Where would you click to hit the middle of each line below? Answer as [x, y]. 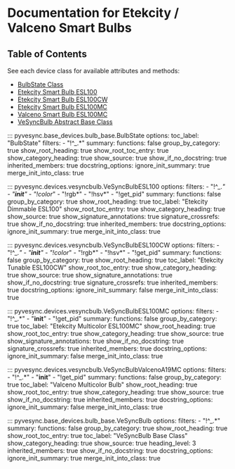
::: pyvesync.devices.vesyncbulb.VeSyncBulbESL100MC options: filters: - [113, 311]
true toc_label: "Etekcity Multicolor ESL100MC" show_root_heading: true [112, 326]
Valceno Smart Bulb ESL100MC [62, 114]
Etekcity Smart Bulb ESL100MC [62, 107]
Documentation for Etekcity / [93, 13]
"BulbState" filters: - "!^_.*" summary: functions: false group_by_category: [114, 143]
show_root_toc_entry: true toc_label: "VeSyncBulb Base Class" [98, 436]
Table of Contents [47, 54]
